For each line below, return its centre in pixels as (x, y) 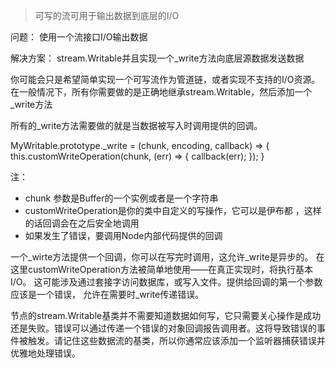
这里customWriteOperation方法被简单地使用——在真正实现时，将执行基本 (161, 269)
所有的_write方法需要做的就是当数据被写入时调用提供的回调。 (136, 125)
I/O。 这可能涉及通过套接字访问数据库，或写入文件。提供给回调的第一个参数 (166, 282)
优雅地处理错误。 (45, 353)
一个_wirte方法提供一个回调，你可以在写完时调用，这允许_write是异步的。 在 (167, 257)
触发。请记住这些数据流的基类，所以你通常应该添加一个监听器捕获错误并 (176, 340)
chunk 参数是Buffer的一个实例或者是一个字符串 (121, 198)
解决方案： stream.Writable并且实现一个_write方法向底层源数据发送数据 (157, 58)
